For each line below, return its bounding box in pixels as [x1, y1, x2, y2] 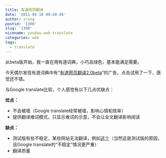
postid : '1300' [5, 21, 37, 26]
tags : [5, 40, 17, 45]
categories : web [5, 35, 39, 40]
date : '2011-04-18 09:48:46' [5, 12, 66, 17]
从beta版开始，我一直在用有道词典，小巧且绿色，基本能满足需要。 [5, 58, 142, 65]
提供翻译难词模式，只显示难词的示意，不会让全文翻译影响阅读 [12, 113, 140, 120]
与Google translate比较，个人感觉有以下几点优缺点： [5, 86, 114, 92]
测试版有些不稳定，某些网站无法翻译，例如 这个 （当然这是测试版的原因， [12, 135, 162, 141]
